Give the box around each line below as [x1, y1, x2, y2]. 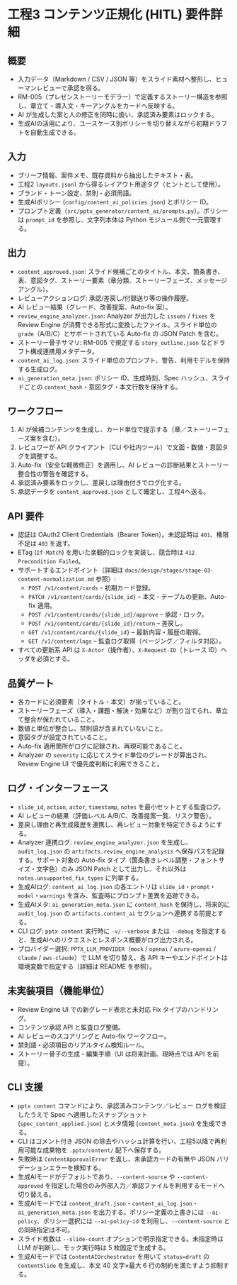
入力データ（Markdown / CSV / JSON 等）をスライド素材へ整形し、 [17, 75, 216, 83]
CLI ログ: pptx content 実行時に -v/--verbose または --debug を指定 [17, 927, 214, 935]
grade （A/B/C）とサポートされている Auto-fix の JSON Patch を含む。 [17, 329, 223, 338]
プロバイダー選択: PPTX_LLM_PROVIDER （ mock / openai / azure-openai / [17, 944, 216, 953]
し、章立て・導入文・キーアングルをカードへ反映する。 [17, 101, 179, 110]
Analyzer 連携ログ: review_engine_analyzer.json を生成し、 [17, 838, 192, 846]
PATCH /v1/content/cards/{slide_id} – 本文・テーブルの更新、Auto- [28, 592, 228, 601]
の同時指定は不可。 [17, 1225, 74, 1234]
